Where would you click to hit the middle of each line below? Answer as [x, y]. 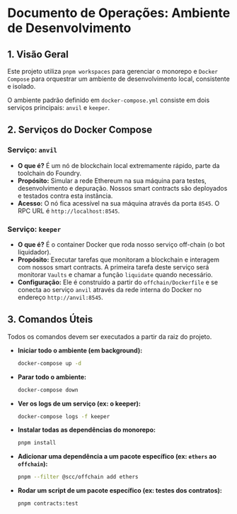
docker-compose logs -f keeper [64, 416]
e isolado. [22, 86]
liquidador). [34, 252]
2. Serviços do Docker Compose [80, 130]
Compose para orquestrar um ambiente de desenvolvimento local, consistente [118, 79]
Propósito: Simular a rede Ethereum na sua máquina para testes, [112, 180]
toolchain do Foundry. [50, 173]
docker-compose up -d [49, 363]
